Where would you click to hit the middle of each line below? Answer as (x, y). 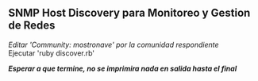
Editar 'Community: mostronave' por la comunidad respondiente (114, 44)
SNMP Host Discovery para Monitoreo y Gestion (129, 13)
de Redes (32, 26)
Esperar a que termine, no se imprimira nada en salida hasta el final (123, 68)
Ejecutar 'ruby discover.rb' (52, 53)
